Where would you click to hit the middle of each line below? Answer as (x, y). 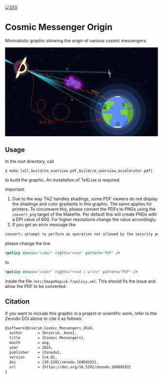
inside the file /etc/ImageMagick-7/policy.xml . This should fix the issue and (81, 281)
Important (15, 189)
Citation (17, 302)
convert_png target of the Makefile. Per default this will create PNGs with (84, 215)
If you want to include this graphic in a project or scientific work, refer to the (81, 313)
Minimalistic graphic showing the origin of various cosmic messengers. (76, 40)
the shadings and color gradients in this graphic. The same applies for (82, 204)
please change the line (28, 244)
